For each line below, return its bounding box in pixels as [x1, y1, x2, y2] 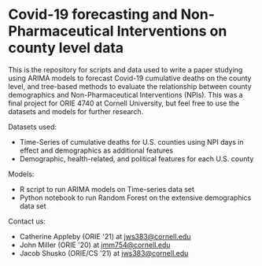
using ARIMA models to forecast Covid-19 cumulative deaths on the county [8, 73, 252, 83]
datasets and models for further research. [8, 106, 144, 116]
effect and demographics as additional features [19, 146, 174, 155]
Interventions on [116, 22, 227, 40]
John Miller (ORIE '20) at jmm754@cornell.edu [19, 240, 171, 249]
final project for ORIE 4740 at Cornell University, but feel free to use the [8, 98, 240, 108]
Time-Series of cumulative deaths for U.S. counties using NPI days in [19, 137, 244, 146]
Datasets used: [8, 122, 57, 131]
